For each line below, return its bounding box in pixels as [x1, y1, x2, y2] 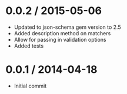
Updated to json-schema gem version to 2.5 [14, 23, 121, 31]
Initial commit [14, 82, 47, 89]
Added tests [14, 42, 44, 49]
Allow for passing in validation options [14, 36, 106, 43]
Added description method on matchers [14, 29, 111, 36]
